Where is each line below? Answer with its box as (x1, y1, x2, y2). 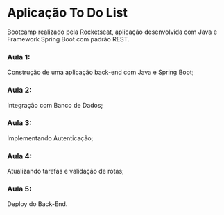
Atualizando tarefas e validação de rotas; (7, 167, 125, 176)
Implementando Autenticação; (7, 133, 94, 142)
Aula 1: (7, 52, 31, 62)
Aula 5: (7, 185, 32, 194)
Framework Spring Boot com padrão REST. (7, 35, 130, 43)
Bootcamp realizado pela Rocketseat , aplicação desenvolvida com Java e (7, 28, 217, 36)
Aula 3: (7, 118, 33, 128)
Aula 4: (7, 151, 33, 160)
